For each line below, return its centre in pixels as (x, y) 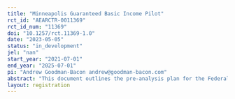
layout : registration (39, 85)
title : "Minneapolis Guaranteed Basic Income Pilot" (86, 14)
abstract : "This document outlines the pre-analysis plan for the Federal (119, 78)
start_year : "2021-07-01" (45, 59)
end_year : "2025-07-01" (42, 66)
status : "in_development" (45, 46)
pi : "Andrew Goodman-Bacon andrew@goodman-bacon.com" (87, 72)
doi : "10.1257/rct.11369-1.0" (51, 33)
